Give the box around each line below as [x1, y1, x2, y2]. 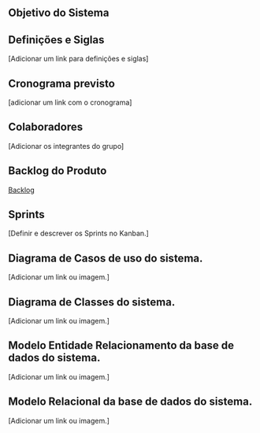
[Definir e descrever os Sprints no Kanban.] [8, 228, 150, 239]
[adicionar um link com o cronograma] [8, 98, 132, 107]
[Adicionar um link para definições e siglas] [8, 54, 149, 64]
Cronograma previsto [8, 76, 116, 90]
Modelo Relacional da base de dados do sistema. [8, 395, 253, 409]
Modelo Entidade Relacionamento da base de [8, 339, 235, 353]
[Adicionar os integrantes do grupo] [8, 141, 124, 150]
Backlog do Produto [8, 165, 107, 178]
